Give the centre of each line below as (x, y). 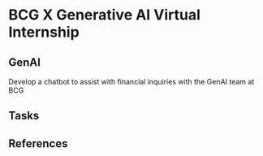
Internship (44, 32)
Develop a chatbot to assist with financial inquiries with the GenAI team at (131, 82)
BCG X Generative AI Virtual (105, 15)
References (38, 143)
